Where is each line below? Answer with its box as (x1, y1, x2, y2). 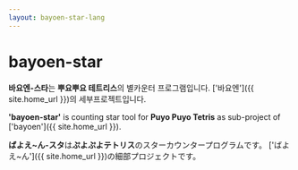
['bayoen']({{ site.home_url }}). (8, 121, 122, 132)
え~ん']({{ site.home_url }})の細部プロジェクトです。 (8, 150, 201, 161)
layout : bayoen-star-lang (8, 13, 105, 22)
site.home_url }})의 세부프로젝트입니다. (8, 93, 147, 104)
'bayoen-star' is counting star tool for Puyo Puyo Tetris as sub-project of (8, 111, 281, 122)
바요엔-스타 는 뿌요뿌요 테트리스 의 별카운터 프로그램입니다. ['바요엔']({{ (8, 82, 254, 93)
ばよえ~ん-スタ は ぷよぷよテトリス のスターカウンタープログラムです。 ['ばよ (8, 140, 290, 150)
